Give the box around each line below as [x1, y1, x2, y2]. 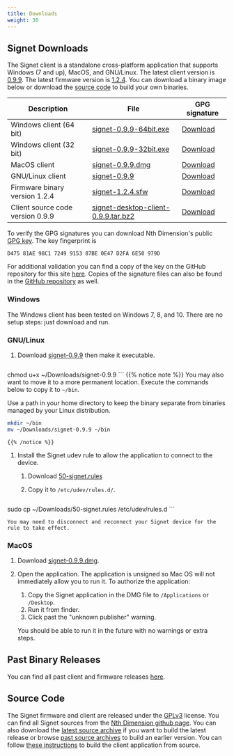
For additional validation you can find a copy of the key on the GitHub [7, 262, 206, 271]
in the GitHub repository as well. [7, 277, 100, 285]
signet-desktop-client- [91, 203, 171, 212]
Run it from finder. [27, 605, 80, 613]
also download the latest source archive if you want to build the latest [7, 725, 207, 734]
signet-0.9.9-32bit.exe [91, 144, 170, 154]
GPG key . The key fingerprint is [7, 237, 97, 245]
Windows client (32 [10, 140, 75, 150]
